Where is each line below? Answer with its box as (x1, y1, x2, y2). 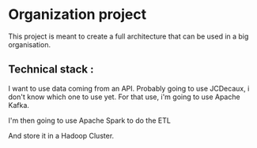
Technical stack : (8, 63, 94, 76)
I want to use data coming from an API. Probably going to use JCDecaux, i (8, 83, 250, 93)
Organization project (8, 6, 147, 24)
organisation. (8, 39, 51, 49)
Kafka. (8, 100, 30, 109)
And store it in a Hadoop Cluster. (8, 131, 115, 140)
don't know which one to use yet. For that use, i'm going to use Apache (8, 92, 240, 102)
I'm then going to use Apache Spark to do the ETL (8, 116, 172, 125)
